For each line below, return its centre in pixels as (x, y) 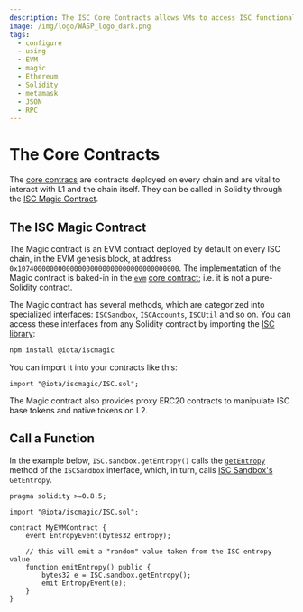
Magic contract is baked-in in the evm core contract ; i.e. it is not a (130, 278)
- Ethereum (38, 77)
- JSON (30, 102)
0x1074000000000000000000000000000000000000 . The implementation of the (146, 268)
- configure (40, 43)
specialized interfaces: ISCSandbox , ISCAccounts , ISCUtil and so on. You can (150, 314)
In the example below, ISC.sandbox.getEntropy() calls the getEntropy (138, 460)
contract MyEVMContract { (58, 528)
